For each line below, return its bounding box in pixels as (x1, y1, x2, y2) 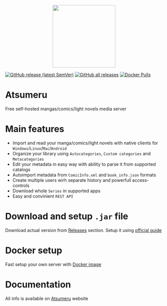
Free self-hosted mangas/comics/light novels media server (5, 106, 126, 112)
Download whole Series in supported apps (12, 188, 101, 194)
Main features (5, 123, 64, 135)
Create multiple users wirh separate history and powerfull (12, 177, 131, 183)
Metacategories (12, 157, 44, 162)
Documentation (5, 278, 71, 290)
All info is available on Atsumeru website (5, 295, 88, 301)
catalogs (12, 166, 31, 172)
